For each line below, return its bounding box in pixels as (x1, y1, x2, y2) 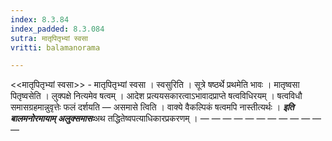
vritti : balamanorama (10, 42, 101, 53)
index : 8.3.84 (10, 14, 70, 25)
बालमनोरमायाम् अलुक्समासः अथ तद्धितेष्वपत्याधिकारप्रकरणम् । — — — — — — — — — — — (10, 112, 322, 125)
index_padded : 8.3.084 (10, 24, 105, 34)
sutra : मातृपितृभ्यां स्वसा (10, 33, 88, 43)
